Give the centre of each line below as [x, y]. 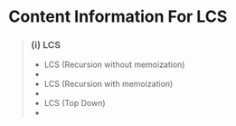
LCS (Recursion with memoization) [109, 84]
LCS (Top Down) [75, 103]
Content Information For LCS [118, 17]
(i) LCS [46, 45]
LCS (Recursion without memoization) [114, 64]
